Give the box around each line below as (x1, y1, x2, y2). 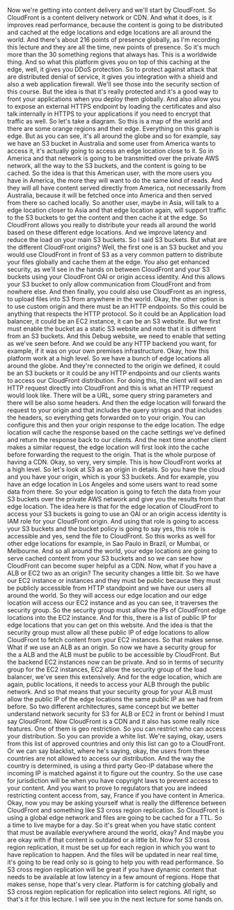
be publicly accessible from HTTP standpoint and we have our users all (7, 584, 212, 592)
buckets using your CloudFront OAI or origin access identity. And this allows (7, 273, 225, 281)
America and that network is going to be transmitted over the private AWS (7, 154, 219, 162)
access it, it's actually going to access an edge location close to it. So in (7, 146, 214, 155)
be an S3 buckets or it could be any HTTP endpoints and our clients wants (7, 369, 221, 377)
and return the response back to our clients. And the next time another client (7, 436, 227, 443)
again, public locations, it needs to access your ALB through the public (7, 680, 210, 688)
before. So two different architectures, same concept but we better (7, 702, 200, 711)
